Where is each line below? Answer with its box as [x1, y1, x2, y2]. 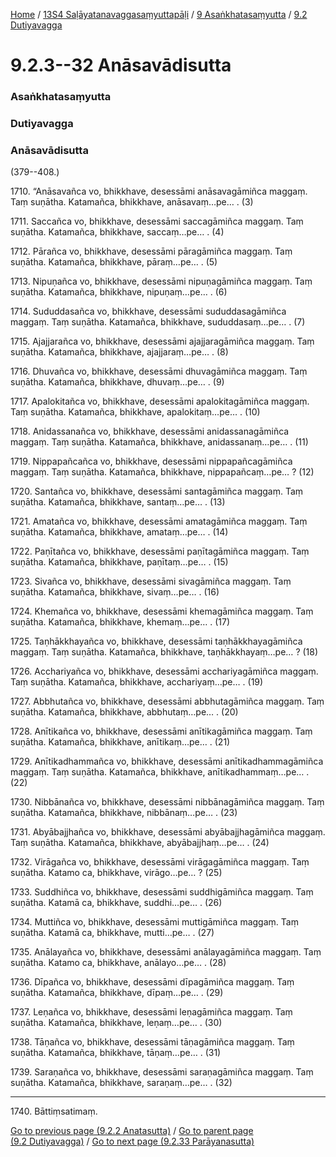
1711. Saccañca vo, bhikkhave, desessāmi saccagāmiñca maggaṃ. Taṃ [10, 215, 304, 228]
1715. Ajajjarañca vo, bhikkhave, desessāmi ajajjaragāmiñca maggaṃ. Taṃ [10, 335, 315, 348]
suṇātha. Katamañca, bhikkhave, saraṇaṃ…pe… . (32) [10, 1077, 233, 1089]
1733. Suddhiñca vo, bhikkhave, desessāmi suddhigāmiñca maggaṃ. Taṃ [10, 886, 314, 898]
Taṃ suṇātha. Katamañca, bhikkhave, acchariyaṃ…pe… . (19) [10, 676, 264, 688]
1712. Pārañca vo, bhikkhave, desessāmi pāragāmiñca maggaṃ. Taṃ [10, 245, 293, 258]
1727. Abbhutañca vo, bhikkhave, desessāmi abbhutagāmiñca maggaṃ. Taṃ [10, 695, 325, 708]
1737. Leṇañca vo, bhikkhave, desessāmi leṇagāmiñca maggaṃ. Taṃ [10, 1006, 293, 1018]
